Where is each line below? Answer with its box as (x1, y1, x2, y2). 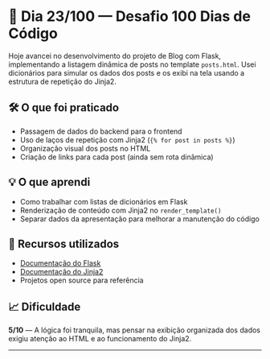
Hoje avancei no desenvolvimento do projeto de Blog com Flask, (8, 51, 222, 60)
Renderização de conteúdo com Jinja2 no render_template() (19, 205, 222, 215)
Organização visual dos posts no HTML (19, 143, 151, 153)
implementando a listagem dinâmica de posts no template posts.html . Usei (8, 60, 256, 69)
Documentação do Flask (19, 258, 101, 268)
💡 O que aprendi (8, 175, 91, 189)
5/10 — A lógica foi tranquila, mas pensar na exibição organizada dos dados (8, 325, 261, 335)
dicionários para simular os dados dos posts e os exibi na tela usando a (8, 68, 245, 77)
